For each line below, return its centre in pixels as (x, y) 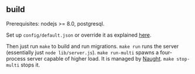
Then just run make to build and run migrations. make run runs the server (93, 46)
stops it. (30, 65)
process (16, 58)
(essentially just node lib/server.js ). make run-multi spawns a (83, 52)
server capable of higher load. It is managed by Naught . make (100, 58)
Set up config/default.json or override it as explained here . (79, 35)
